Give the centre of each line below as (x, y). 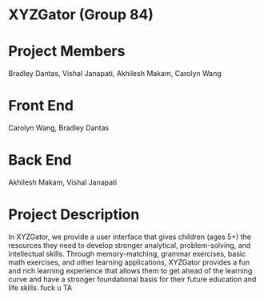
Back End (40, 160)
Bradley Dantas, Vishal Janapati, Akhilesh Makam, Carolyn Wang (115, 74)
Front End (41, 106)
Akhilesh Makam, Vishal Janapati (63, 182)
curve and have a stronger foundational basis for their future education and (132, 279)
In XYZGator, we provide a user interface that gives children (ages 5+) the (130, 237)
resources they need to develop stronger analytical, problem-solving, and (130, 245)
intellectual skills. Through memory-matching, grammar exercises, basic (127, 253)
